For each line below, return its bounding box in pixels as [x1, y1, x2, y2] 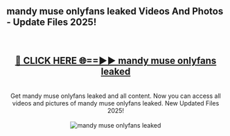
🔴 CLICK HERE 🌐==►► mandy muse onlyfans [15, 55, 217, 67]
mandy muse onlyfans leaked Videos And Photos [6, 6, 224, 17]
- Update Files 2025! [6, 17, 97, 28]
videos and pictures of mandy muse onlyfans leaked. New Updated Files [12, 99, 220, 107]
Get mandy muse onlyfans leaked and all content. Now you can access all [10, 92, 221, 100]
